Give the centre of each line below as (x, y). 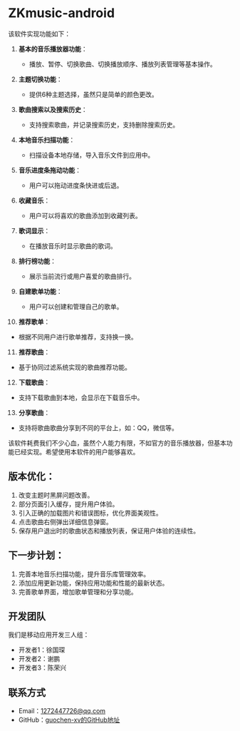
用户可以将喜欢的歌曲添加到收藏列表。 (85, 215)
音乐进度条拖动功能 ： (49, 170)
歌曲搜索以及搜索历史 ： (53, 109)
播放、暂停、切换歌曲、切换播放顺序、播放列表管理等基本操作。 (122, 64)
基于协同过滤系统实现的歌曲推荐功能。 (74, 367)
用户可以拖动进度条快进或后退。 (76, 185)
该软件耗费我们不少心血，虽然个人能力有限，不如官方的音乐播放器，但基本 (117, 443)
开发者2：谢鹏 (39, 659)
